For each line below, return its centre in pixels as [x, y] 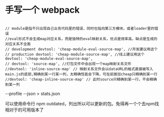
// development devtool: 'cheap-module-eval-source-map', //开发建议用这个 [82, 49]
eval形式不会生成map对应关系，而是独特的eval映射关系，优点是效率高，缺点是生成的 [83, 39]
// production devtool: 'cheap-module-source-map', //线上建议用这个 [75, 54]
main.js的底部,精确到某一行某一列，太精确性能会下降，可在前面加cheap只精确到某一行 [81, 74]
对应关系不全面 [18, 44]
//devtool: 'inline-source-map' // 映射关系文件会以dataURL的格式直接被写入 [79, 69]
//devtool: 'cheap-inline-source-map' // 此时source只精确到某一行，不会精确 [81, 79]
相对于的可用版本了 [24, 110]
